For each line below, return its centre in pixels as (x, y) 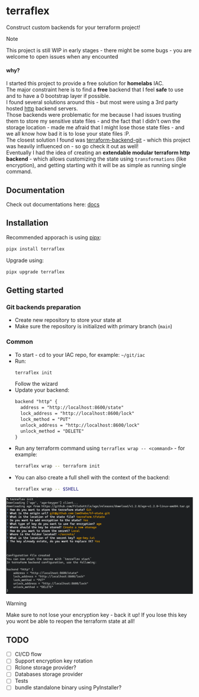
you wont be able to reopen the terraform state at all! (70, 621)
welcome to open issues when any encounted (62, 56)
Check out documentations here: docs (53, 204)
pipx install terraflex (36, 249)
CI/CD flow (28, 654)
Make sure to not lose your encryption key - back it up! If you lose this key (97, 615)
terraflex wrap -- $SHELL (46, 489)
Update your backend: (42, 390)
